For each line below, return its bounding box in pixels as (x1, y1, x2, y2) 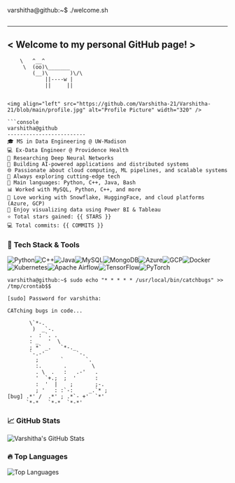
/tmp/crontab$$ (7, 283, 52, 290)
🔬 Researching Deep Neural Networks (7, 154, 114, 162)
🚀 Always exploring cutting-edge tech (7, 173, 120, 180)
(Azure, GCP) (7, 199, 45, 207)
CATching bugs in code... (7, 307, 83, 314)
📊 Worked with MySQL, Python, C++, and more (7, 185, 141, 193)
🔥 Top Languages (7, 451, 68, 461)
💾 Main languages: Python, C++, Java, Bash (7, 178, 136, 186)
